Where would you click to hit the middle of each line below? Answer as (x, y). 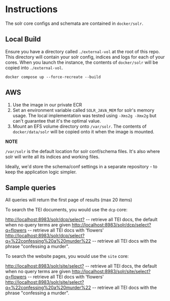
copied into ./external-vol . (34, 67)
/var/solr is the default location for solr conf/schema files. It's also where (83, 151)
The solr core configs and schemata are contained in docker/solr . (74, 23)
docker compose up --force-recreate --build (53, 77)
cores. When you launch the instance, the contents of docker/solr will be (82, 62)
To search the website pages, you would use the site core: (67, 256)
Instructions (31, 9)
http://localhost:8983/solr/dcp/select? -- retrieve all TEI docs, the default (81, 219)
